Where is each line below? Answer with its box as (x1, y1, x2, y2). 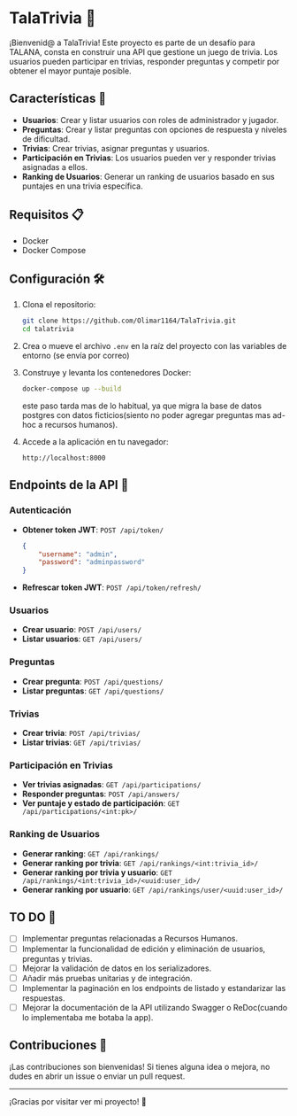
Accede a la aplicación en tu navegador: (21, 437, 170, 446)
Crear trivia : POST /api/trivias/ (21, 728, 141, 739)
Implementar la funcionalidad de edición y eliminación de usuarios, (21, 943, 266, 954)
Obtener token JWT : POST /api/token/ (21, 524, 164, 535)
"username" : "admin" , (38, 549, 118, 559)
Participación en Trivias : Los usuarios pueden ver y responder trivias (21, 152, 277, 163)
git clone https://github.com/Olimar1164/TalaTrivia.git (21, 316, 237, 326)
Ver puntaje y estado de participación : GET (21, 798, 180, 809)
